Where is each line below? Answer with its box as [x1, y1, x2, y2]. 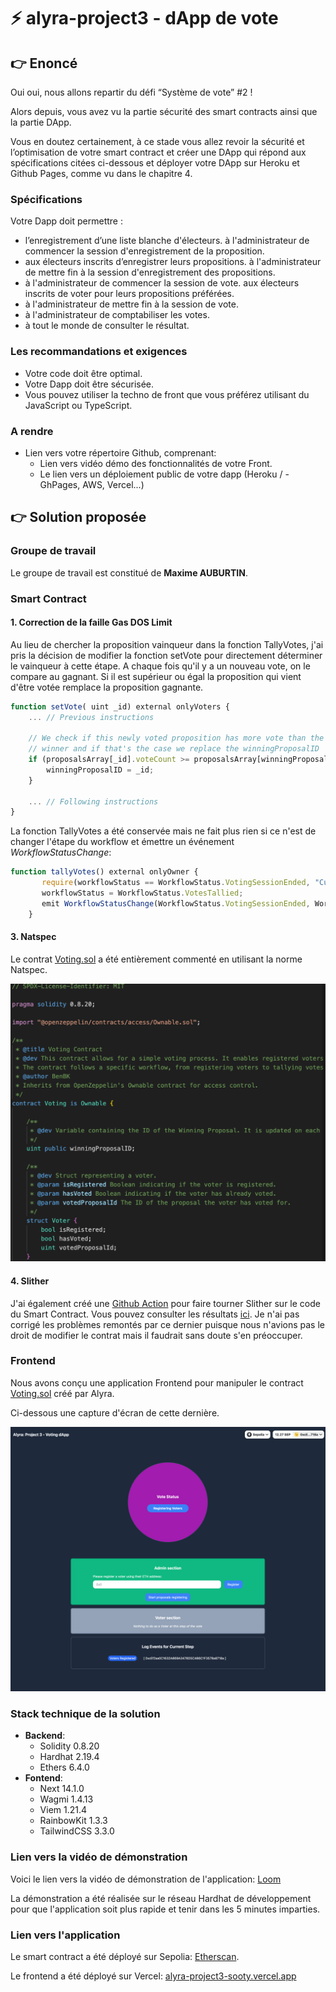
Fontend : [24, 1772, 63, 1784]
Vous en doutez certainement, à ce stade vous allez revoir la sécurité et [10, 136, 305, 147]
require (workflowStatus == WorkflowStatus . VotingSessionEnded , [41, 878, 311, 888]
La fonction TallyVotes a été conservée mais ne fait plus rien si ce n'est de [10, 825, 317, 837]
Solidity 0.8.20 [39, 1740, 100, 1752]
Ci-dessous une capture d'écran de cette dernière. [10, 1406, 220, 1419]
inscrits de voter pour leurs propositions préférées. [24, 288, 235, 300]
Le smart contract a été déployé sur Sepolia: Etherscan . [10, 1951, 240, 1963]
